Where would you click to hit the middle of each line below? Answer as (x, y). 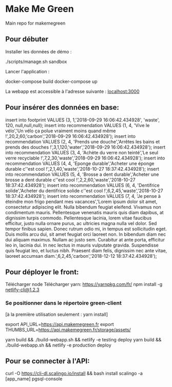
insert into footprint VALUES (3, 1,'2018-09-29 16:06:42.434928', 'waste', (83, 120)
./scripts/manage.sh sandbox (36, 62)
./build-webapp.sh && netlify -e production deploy (58, 345)
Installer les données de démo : (39, 51)
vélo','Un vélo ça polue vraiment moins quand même (61, 131)
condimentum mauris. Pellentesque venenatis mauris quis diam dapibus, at (84, 212)
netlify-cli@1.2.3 (22, 290)
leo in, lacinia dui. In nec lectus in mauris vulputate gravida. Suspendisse (82, 245)
